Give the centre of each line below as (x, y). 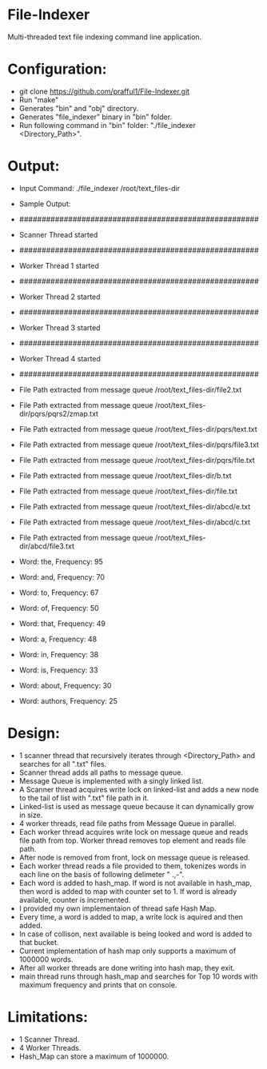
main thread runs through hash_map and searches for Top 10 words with (138, 976)
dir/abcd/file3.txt (47, 546)
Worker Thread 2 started (60, 297)
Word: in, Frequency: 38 (59, 654)
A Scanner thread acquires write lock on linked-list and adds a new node (139, 789)
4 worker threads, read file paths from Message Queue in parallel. (128, 823)
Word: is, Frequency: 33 (58, 670)
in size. (31, 815)
